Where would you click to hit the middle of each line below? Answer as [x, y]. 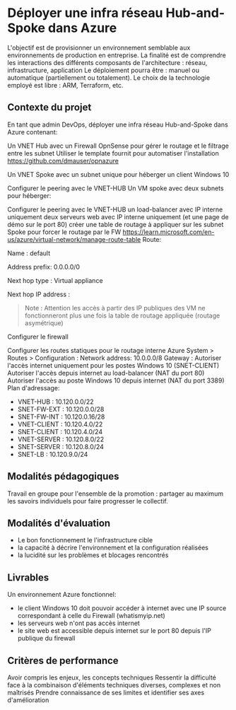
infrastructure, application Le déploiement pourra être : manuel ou [104, 70]
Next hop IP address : [39, 294]
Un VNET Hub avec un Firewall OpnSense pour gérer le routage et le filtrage [118, 146]
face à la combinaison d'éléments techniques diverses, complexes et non [114, 685]
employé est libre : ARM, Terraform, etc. [65, 85]
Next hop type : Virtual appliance [55, 280]
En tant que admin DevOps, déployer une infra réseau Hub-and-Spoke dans [118, 124]
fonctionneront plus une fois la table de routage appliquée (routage [122, 315]
